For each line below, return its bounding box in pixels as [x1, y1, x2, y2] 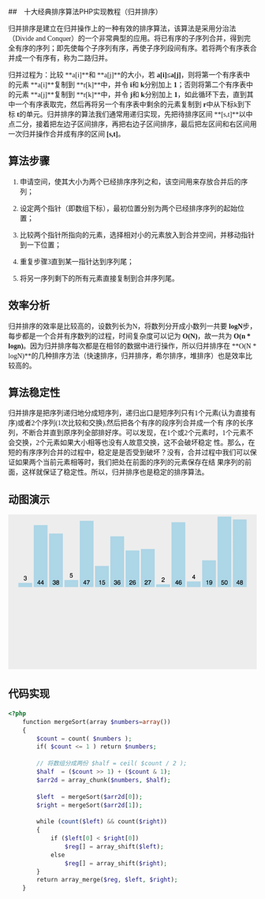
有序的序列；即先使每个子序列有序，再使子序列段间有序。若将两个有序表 [14, 44, 250, 53]
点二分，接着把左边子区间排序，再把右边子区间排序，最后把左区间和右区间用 [8, 121, 257, 129]
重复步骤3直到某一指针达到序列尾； [19, 257, 134, 266]
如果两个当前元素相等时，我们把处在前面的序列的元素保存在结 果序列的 [14, 458, 245, 467]
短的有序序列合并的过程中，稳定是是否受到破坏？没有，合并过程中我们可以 [8, 449, 250, 457]
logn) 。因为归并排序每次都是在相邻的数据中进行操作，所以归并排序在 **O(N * [8, 341, 257, 350]
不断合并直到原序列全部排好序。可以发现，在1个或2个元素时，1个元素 [21, 429, 247, 438]
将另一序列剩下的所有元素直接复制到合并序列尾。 [19, 274, 179, 282]
